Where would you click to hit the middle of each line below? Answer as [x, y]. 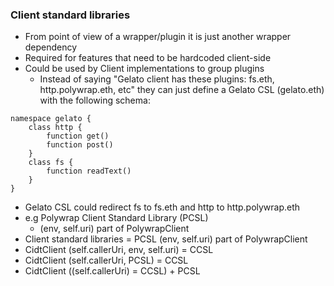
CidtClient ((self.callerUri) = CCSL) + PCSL [112, 271]
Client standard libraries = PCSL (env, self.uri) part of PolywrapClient [166, 239]
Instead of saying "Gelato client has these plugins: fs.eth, [157, 79]
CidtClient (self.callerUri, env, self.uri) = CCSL [119, 250]
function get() [78, 136]
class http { [55, 128]
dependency [51, 47]
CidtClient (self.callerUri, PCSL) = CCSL [106, 260]
